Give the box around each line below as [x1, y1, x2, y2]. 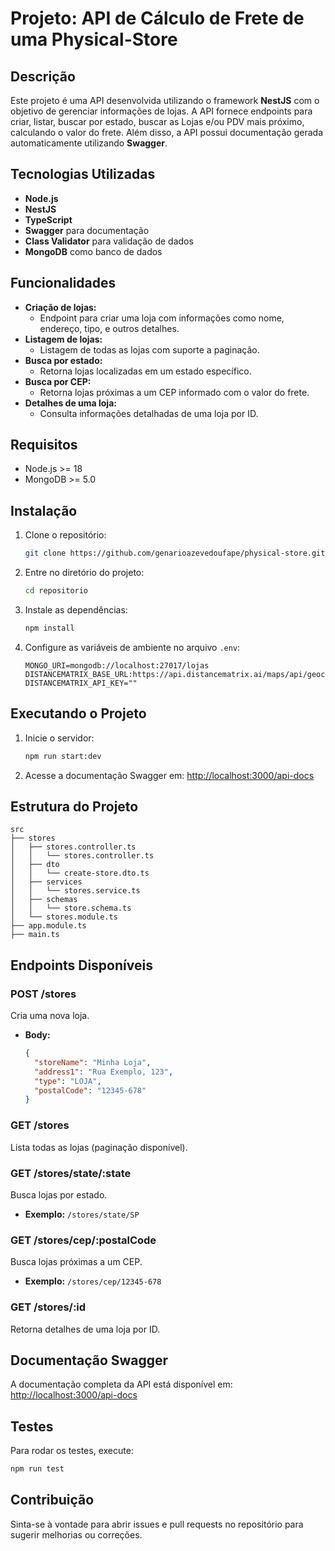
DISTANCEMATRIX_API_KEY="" [24, 678, 138, 688]
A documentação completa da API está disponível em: [10, 1378, 233, 1391]
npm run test [10, 1464, 65, 1474]
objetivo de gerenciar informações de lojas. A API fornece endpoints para [10, 105, 313, 117]
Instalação [10, 502, 78, 519]
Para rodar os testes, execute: [10, 1445, 134, 1457]
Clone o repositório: [24, 529, 107, 541]
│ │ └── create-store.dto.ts [10, 868, 150, 879]
